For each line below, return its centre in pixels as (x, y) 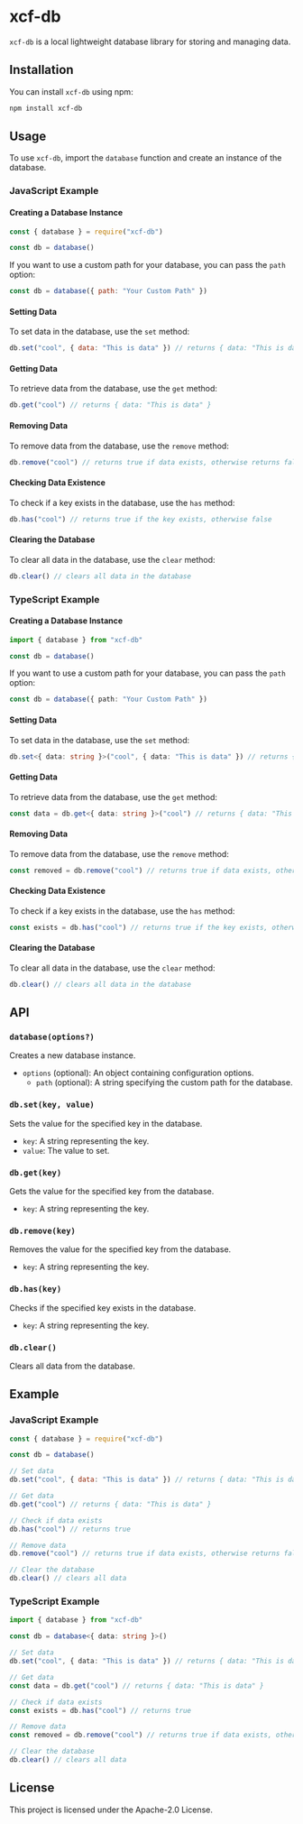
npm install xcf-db (46, 108)
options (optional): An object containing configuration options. (138, 1073)
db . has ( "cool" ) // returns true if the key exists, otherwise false (141, 519)
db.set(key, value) (52, 1105)
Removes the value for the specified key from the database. (120, 1249)
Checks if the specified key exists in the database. (103, 1308)
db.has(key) (36, 1289)
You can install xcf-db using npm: (71, 91)
